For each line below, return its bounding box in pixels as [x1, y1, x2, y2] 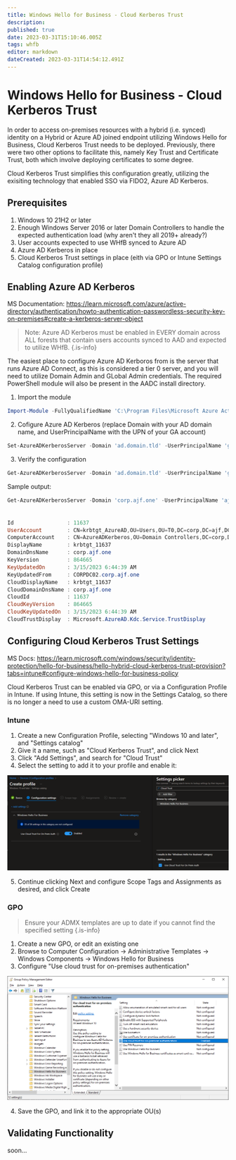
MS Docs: [7, 654, 36, 662]
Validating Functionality [7, 1128, 114, 1140]
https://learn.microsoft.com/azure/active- [66, 300, 187, 308]
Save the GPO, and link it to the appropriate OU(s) [17, 1106, 162, 1115]
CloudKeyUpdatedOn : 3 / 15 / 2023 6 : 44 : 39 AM [7, 608, 137, 616]
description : [7, 18, 46, 26]
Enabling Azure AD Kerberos [7, 281, 136, 293]
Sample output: [7, 483, 51, 491]
